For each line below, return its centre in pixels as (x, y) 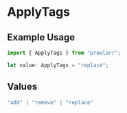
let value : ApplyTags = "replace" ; (58, 65)
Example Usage (41, 37)
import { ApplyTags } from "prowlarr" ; (64, 53)
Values (22, 87)
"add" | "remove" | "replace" (50, 102)
